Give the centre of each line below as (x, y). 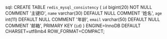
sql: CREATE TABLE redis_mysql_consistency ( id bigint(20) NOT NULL (79, 7)
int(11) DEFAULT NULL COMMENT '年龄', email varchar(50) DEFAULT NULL (82, 19)
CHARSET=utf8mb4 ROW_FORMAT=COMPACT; (55, 31)
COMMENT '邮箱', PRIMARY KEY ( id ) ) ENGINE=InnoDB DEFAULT (73, 25)
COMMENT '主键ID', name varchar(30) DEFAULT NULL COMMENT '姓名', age (84, 13)
